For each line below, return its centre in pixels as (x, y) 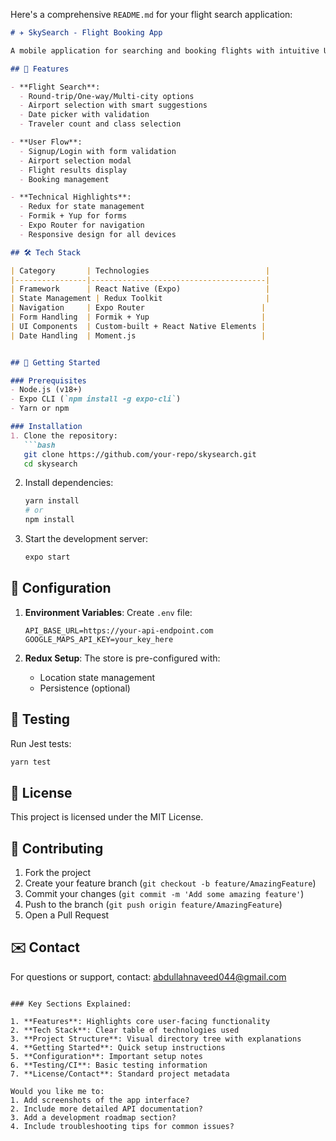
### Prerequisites (48, 380)
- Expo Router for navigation (82, 225)
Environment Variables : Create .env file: (108, 612)
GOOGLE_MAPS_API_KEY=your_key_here (99, 639)
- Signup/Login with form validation (98, 151)
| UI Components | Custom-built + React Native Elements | (138, 326)
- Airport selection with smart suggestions (113, 105)
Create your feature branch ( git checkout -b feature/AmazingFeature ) (170, 883)
